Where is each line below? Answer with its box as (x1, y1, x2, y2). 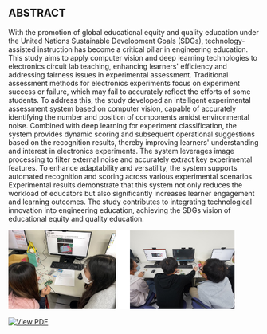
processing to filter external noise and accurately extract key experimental (8, 155, 253, 164)
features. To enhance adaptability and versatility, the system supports (8, 163, 238, 172)
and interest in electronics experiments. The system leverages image (8, 146, 235, 155)
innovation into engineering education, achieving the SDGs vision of (8, 205, 231, 214)
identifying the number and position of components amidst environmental (8, 112, 249, 122)
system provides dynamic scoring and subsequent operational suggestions (8, 129, 255, 139)
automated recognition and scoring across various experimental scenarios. (8, 171, 254, 181)
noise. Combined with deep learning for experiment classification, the (8, 120, 238, 130)
